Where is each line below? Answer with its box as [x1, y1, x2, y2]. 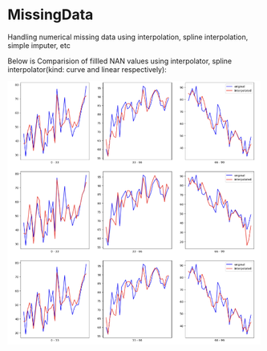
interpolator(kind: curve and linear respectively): [7, 64, 168, 74]
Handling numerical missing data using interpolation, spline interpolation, [7, 32, 249, 42]
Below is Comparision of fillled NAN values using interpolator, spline [7, 56, 233, 66]
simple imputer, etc [7, 40, 71, 50]
